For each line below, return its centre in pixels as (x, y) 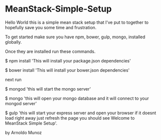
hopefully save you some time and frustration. (51, 27)
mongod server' (21, 103)
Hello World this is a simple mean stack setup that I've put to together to (77, 22)
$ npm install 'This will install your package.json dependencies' (68, 61)
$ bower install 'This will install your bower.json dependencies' (67, 70)
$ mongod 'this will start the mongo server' (48, 89)
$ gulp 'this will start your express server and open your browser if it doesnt (80, 113)
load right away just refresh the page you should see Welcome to (70, 118)
